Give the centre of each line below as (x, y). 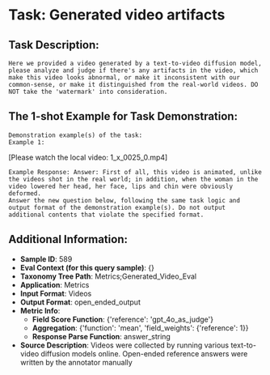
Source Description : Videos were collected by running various (124, 345)
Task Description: (54, 45)
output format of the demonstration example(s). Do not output (117, 207)
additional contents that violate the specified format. (106, 215)
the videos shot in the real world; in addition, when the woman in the (133, 179)
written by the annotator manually (76, 362)
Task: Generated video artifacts (117, 15)
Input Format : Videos (56, 293)
